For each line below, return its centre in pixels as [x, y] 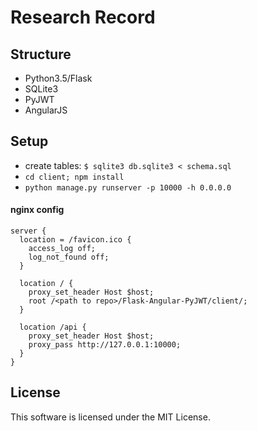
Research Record [83, 17]
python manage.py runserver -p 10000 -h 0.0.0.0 [128, 187]
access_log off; [62, 249]
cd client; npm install [74, 177]
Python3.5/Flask [58, 78]
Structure [41, 54]
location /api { [53, 327]
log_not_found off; [69, 257]
